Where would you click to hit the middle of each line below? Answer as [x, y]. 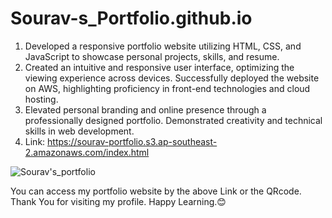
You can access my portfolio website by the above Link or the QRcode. [156, 191]
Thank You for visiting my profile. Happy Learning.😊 [118, 201]
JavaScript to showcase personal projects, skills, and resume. [152, 56]
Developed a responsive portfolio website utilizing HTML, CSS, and [163, 46]
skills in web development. [79, 131]
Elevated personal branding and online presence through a [145, 109]
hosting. [41, 99]
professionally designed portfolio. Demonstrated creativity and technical [173, 120]
